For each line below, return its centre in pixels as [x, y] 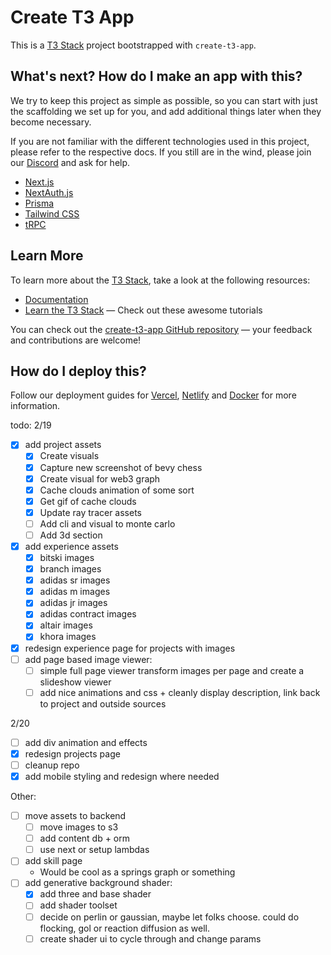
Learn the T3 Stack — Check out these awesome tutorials [143, 310]
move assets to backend [75, 815]
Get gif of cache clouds [88, 501]
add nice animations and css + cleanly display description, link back [180, 692]
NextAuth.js [49, 192]
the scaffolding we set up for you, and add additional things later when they [166, 111]
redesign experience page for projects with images [130, 648]
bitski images [67, 557]
